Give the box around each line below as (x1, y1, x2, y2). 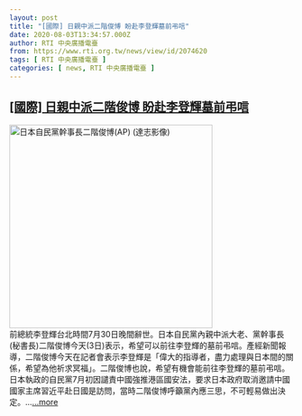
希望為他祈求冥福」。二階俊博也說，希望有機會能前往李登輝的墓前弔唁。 (24, 363, 290, 373)
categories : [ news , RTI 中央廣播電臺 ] (9, 64, 155, 73)
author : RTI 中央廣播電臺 (9, 38, 99, 48)
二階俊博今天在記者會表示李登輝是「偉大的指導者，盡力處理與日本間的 (24, 351, 286, 362)
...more (32, 396, 59, 407)
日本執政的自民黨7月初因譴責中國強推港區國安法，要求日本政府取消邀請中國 (9, 373, 290, 384)
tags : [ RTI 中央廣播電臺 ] (9, 55, 106, 64)
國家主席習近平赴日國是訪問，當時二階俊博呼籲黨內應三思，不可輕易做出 (9, 385, 278, 396)
